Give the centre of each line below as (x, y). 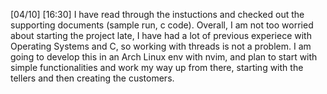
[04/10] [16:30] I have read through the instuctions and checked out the (157, 14)
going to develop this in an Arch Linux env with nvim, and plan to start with (164, 57)
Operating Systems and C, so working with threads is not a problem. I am (161, 46)
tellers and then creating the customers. (92, 78)
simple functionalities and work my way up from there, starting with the (157, 67)
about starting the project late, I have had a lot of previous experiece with (161, 35)
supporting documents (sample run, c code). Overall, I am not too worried (162, 25)
